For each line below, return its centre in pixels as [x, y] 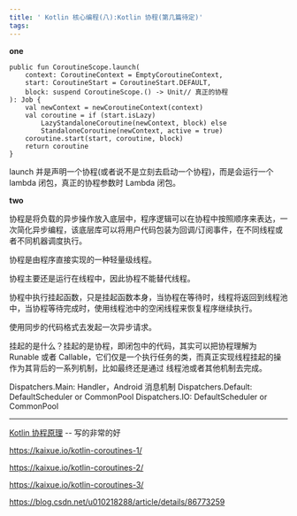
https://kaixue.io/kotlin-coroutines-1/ [76, 450]
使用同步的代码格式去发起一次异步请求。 [83, 327]
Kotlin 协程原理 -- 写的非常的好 [65, 432]
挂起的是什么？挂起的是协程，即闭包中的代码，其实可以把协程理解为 [133, 345]
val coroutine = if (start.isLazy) [91, 115]
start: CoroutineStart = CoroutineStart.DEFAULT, [118, 82]
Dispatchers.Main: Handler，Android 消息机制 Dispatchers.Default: [131, 387]
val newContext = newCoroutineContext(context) [114, 107]
